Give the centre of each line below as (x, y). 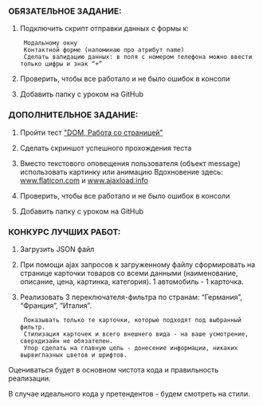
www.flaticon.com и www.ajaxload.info (84, 180)
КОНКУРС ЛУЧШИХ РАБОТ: (65, 231)
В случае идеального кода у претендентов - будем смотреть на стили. (129, 393)
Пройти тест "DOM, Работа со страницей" (91, 132)
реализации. (29, 378)
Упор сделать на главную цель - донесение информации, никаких (131, 348)
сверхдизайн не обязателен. (66, 341)
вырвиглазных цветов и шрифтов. (73, 355)
